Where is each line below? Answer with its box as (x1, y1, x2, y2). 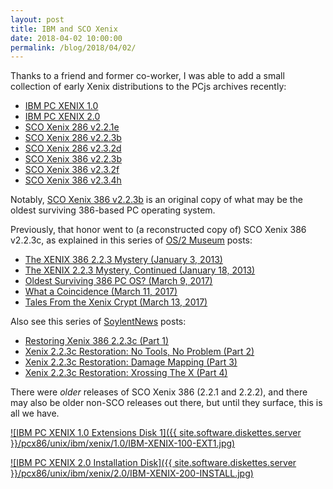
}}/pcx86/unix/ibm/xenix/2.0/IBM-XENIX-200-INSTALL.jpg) (10, 467, 254, 480)
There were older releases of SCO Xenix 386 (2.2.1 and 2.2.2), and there (10, 386, 308, 398)
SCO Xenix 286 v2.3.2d (24, 142, 122, 155)
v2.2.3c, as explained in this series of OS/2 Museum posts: (10, 234, 253, 246)
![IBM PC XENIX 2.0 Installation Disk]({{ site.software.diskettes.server (10, 457, 297, 469)
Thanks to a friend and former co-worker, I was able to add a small (10, 70, 285, 82)
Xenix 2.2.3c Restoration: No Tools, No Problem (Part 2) (24, 346, 255, 358)
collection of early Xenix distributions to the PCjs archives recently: (10, 81, 287, 93)
